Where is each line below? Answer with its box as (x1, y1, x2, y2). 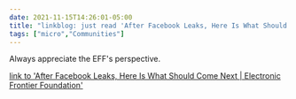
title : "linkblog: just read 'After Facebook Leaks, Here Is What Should (9, 21, 288, 30)
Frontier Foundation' (9, 80, 83, 91)
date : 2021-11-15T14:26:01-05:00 (9, 12, 133, 22)
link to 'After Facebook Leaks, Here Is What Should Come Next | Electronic (9, 71, 281, 81)
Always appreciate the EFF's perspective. (9, 54, 161, 65)
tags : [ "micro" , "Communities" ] (9, 29, 125, 38)
